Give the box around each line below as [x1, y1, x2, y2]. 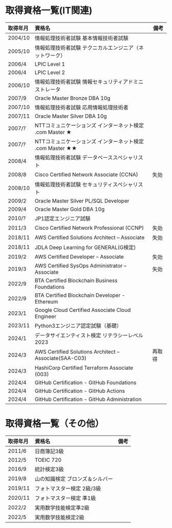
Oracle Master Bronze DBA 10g [35, 95, 111, 102]
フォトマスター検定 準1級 [35, 494, 96, 501]
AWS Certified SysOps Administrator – [35, 262, 127, 269]
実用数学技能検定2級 [35, 514, 84, 521]
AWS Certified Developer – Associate [35, 253, 124, 260]
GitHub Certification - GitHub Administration [35, 395, 142, 403]
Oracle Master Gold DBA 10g [35, 205, 105, 213]
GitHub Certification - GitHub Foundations [35, 379, 137, 386]
